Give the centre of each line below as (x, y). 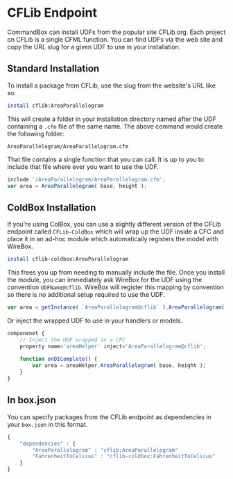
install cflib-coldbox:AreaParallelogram (68, 259)
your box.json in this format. (48, 424)
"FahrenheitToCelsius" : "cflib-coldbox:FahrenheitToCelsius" (124, 457)
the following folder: (36, 133)
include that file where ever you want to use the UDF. (83, 167)
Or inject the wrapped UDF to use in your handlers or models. (95, 320)
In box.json (32, 400)
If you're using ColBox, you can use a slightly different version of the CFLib (114, 225)
